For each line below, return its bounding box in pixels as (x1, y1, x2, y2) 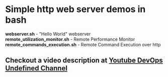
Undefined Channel (5, 64, 68, 72)
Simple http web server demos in (5, 4, 146, 15)
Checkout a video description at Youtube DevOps (5, 56, 163, 65)
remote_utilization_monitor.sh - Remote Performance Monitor (5, 36, 135, 42)
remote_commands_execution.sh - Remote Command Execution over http (5, 41, 161, 47)
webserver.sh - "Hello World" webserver (5, 31, 91, 37)
